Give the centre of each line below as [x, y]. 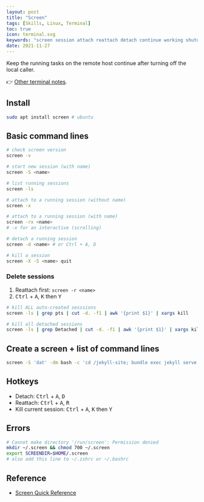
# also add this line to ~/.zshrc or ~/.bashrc [68, 459]
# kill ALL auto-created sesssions [51, 308]
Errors [18, 428]
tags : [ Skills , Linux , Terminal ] [49, 23]
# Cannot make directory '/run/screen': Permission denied [83, 442]
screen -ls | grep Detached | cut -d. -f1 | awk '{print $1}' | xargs [97, 330]
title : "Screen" [27, 18]
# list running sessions [38, 183]
